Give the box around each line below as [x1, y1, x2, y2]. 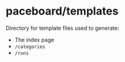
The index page [14, 36, 55, 43]
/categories [14, 44, 45, 50]
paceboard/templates [6, 4, 119, 18]
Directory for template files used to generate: [6, 24, 119, 32]
